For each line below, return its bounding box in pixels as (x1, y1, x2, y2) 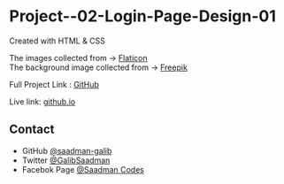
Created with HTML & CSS (9, 35, 106, 46)
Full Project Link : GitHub (9, 79, 100, 89)
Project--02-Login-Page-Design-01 (9, 6, 277, 27)
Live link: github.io (9, 96, 76, 107)
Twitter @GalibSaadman (21, 155, 111, 165)
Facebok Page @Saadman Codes (21, 164, 144, 174)
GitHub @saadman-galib (21, 145, 112, 156)
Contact (9, 122, 55, 137)
